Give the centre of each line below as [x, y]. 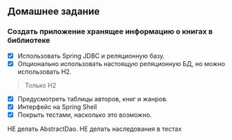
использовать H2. [44, 71]
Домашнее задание [54, 12]
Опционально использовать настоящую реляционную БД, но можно [121, 63]
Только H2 [40, 85]
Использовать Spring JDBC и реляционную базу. [91, 56]
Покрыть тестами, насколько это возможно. [85, 115]
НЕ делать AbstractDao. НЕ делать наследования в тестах [94, 129]
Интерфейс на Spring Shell [57, 107]
